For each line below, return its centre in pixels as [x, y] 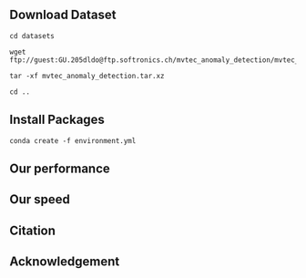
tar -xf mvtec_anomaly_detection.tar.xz [87, 76]
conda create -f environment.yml [73, 140]
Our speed [40, 200]
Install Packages [57, 120]
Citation [33, 230]
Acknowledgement [65, 262]
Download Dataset [63, 15]
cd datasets [32, 36]
